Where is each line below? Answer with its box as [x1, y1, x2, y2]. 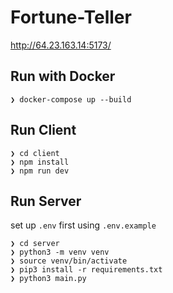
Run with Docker [10, 68, 116, 85]
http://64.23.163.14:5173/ [10, 39, 112, 51]
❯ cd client [10, 148, 60, 158]
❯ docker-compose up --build [10, 94, 132, 105]
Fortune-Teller [10, 6, 132, 29]
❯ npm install [10, 157, 70, 167]
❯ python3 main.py [10, 274, 87, 284]
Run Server [10, 192, 82, 210]
